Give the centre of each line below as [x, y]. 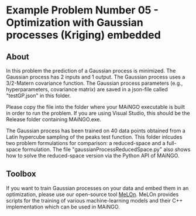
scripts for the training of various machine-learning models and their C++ [94, 200]
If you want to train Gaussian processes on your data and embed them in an [97, 188]
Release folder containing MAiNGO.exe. [54, 119]
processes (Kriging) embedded [83, 35]
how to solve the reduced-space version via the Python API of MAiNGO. [93, 155]
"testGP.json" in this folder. [39, 95]
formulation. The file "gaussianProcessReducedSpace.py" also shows [106, 149]
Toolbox [21, 174]
